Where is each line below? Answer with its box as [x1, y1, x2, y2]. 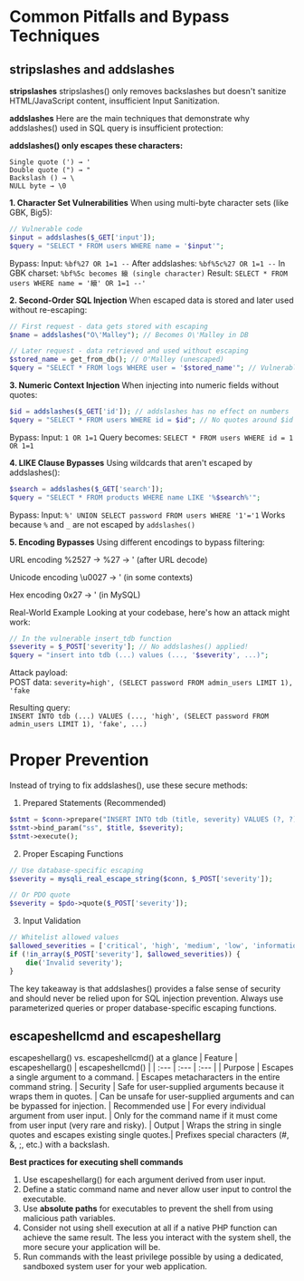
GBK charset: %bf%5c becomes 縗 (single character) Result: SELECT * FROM [9, 267, 288, 278]
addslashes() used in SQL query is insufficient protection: [9, 122, 223, 133]
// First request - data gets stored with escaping [9, 322, 208, 331]
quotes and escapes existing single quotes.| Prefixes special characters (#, [9, 1130, 290, 1140]
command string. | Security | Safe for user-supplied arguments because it [9, 1082, 285, 1092]
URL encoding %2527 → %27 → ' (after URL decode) [9, 554, 208, 565]
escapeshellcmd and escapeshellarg [9, 1028, 222, 1043]
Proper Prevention [9, 750, 149, 771]
